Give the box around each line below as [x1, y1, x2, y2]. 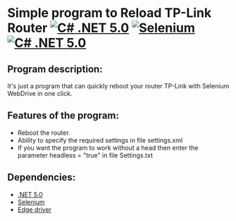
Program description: [7, 63, 104, 75]
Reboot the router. [17, 129, 70, 137]
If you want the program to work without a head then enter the [17, 143, 199, 152]
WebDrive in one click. [7, 90, 73, 97]
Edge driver [17, 205, 51, 213]
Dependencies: [7, 172, 76, 184]
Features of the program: [7, 109, 120, 121]
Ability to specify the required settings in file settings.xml [17, 136, 183, 144]
